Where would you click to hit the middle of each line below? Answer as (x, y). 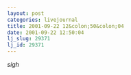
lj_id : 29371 (26, 45)
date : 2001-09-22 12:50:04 (46, 32)
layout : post (26, 13)
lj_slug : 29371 (29, 39)
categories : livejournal (43, 20)
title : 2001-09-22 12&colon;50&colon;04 (66, 26)
